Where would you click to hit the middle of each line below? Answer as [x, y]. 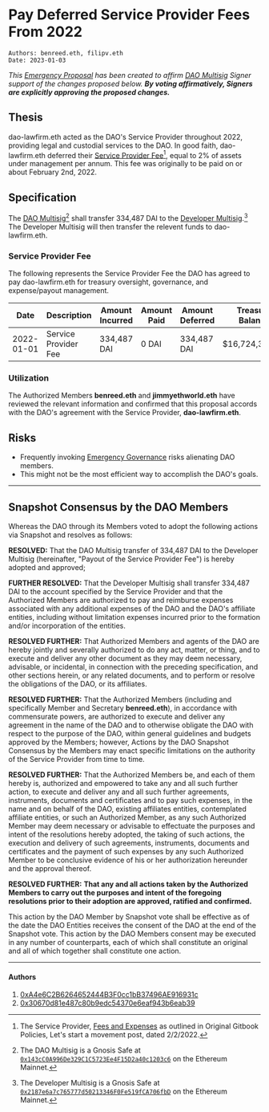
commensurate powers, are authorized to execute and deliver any [117, 717]
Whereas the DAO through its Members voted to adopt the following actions [133, 527]
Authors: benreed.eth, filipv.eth [66, 53]
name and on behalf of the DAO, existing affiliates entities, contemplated [127, 809]
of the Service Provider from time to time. [77, 760]
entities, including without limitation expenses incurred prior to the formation [134, 617]
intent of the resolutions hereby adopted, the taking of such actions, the [127, 835]
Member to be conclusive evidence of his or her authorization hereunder [128, 860]
